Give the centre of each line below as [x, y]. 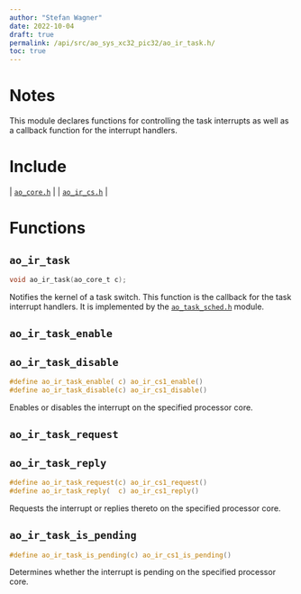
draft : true [32, 34]
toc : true [28, 51]
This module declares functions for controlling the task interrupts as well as [149, 121]
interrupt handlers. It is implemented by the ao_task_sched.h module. [137, 306]
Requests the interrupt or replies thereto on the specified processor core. [145, 508]
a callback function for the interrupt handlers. [94, 131]
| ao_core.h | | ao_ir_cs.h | [59, 192]
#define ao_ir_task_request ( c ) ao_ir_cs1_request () [108, 483]
